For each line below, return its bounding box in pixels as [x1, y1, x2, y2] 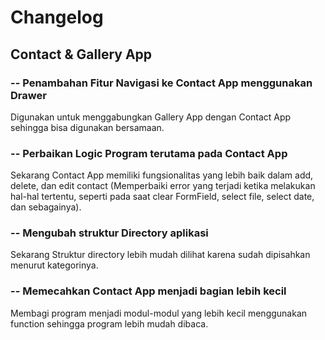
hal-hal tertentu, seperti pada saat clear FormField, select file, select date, [10, 191, 315, 203]
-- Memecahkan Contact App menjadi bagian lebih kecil [10, 284, 287, 298]
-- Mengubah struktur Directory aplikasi [10, 226, 209, 240]
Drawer [10, 88, 47, 102]
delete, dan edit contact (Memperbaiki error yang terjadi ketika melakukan [10, 180, 316, 192]
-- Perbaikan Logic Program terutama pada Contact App [10, 146, 288, 160]
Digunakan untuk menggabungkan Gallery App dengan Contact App [10, 111, 292, 123]
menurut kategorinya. [10, 259, 99, 271]
